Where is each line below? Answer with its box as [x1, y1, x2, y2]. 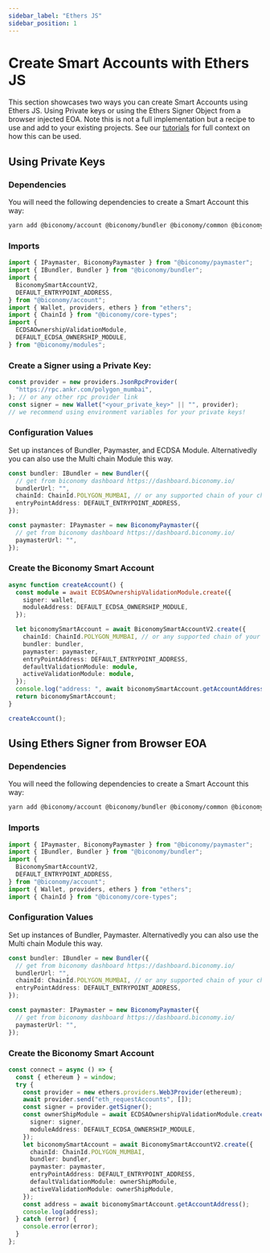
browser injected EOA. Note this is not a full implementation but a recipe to [8, 114, 256, 125]
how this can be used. [8, 132, 82, 141]
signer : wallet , [22, 596, 78, 604]
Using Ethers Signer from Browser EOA [8, 737, 207, 751]
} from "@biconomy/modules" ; [8, 341, 106, 349]
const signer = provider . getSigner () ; [22, 1103, 153, 1112]
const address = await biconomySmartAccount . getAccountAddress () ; [22, 1200, 250, 1208]
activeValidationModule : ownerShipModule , [29, 1185, 174, 1194]
